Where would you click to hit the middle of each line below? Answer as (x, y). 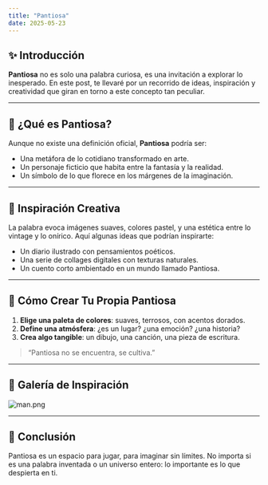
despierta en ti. (33, 473)
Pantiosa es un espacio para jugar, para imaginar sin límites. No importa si (130, 456)
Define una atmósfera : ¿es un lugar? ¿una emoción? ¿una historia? (130, 329)
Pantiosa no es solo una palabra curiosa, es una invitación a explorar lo (126, 75)
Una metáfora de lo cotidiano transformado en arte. (104, 159)
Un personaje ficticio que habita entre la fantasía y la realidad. (122, 168)
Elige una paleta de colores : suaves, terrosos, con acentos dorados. (132, 320)
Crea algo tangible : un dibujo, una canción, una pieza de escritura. (130, 337)
